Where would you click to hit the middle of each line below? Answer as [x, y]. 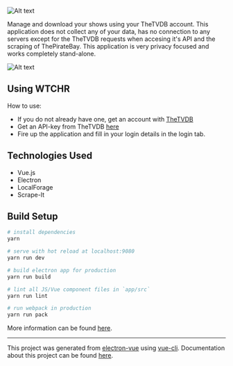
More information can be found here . [60, 328]
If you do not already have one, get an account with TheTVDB [105, 119]
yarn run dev [26, 258]
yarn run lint [28, 296]
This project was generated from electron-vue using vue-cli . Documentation [116, 348]
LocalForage [35, 187]
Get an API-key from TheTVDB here [68, 126]
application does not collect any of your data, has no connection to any [109, 32]
